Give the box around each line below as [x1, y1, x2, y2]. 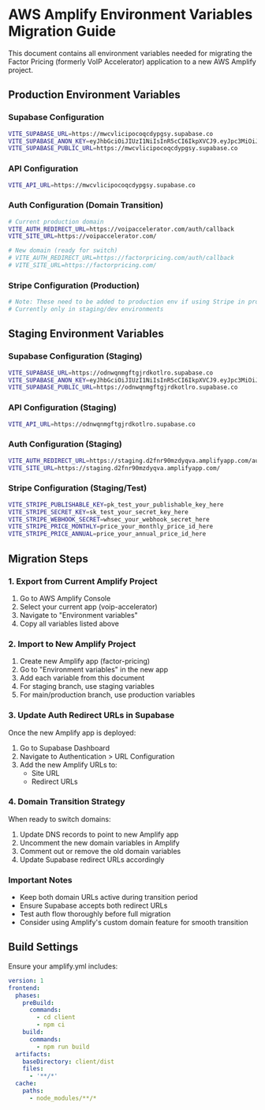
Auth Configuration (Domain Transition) [8, 200, 164, 211]
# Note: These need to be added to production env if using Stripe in [8, 298, 245, 306]
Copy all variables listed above [19, 619, 120, 628]
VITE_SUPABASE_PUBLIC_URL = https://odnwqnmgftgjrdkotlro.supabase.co [8, 383, 238, 392]
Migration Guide [8, 22, 117, 40]
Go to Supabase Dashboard [19, 743, 110, 752]
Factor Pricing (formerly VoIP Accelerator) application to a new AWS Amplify [8, 57, 256, 66]
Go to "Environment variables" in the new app [19, 665, 168, 675]
